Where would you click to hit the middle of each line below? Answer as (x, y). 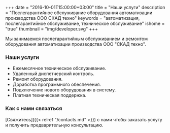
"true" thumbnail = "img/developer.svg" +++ (52, 29)
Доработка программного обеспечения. (57, 85)
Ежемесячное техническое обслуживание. (59, 69)
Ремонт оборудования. (38, 79)
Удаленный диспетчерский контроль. (54, 74)
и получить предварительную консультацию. (54, 125)
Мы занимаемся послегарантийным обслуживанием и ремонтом (77, 39)
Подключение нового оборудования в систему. (64, 90)
